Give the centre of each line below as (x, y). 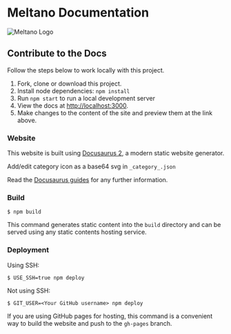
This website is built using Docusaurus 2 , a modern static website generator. (116, 153)
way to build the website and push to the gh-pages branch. (90, 323)
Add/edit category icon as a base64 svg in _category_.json (91, 166)
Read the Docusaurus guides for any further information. (88, 180)
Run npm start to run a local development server (86, 98)
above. (27, 120)
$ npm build (24, 212)
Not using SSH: (29, 291)
